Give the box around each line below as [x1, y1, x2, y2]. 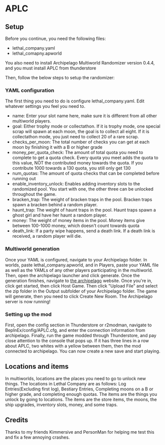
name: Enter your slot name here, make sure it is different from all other [12, 113, 157, 119]
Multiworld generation [5, 246, 60, 253]
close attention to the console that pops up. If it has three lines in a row [5, 338, 149, 344]
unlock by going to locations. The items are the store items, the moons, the [5, 396, 157, 402]
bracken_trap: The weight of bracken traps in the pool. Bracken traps [12, 196, 153, 202]
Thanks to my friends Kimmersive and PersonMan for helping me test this [5, 429, 155, 435]
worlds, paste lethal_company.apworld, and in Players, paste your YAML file [5, 262, 159, 268]
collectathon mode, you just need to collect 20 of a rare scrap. [12, 134, 139, 140]
